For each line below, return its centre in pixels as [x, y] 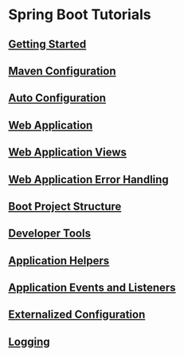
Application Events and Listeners [92, 288]
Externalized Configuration [77, 315]
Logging [29, 341]
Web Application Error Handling [88, 180]
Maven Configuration [63, 70]
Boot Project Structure [65, 206]
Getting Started [47, 44]
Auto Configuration [57, 98]
